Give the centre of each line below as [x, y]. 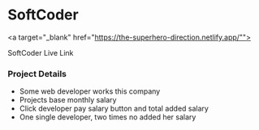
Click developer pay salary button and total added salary [114, 109]
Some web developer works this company [90, 91]
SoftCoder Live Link [41, 52]
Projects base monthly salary [68, 100]
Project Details [37, 73]
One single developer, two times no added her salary [108, 117]
